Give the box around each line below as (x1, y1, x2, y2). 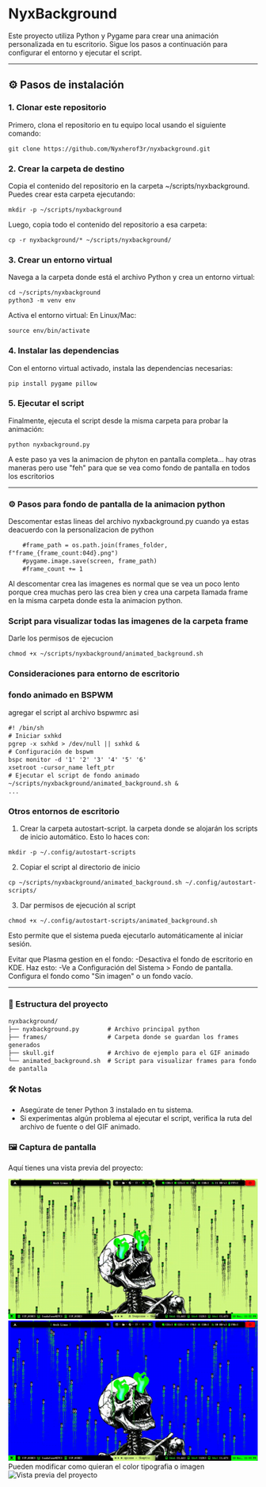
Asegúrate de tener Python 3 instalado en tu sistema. (19, 1105, 194, 1114)
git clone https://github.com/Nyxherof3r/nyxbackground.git (8, 144, 211, 153)
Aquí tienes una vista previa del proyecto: (8, 1163, 144, 1172)
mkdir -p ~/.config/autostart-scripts (8, 848, 136, 856)
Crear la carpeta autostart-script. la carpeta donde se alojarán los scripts (19, 824, 258, 833)
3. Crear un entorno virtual (8, 254, 112, 266)
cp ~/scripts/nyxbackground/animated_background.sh (8, 878, 182, 886)
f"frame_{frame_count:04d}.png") (8, 549, 119, 557)
